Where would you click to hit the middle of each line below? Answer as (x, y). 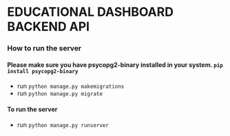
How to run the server (44, 48)
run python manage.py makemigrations (71, 86)
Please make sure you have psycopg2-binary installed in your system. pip (115, 65)
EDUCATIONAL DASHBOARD (91, 12)
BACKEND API (49, 27)
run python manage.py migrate (60, 93)
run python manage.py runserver (63, 124)
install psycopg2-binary (43, 71)
